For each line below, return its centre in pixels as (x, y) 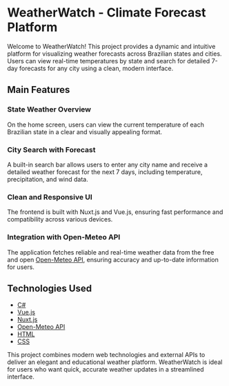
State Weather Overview (49, 109)
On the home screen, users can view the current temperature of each (106, 125)
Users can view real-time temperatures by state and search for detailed (109, 61)
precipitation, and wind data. (48, 179)
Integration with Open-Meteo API (64, 237)
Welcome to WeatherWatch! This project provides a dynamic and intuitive (111, 46)
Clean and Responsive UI (50, 197)
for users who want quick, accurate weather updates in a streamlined (106, 369)
